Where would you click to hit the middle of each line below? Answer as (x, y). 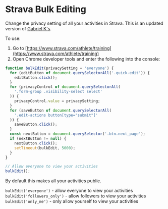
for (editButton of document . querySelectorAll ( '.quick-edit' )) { (80, 73)
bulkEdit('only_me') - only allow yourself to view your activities (72, 201)
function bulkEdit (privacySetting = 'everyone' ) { (60, 68)
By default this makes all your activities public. (53, 181)
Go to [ (20, 48)
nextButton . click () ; (36, 143)
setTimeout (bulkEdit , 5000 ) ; (45, 148)
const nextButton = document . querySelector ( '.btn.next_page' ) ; (77, 134)
